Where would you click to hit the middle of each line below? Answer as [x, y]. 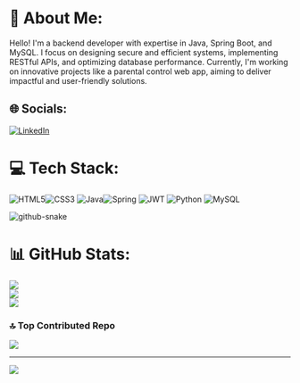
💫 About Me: [56, 18]
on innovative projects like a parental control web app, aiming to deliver [141, 71]
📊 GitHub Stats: [70, 254]
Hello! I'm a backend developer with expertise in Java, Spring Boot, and [141, 43]
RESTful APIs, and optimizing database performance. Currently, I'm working [149, 62]
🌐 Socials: [38, 109]
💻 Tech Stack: [64, 168]
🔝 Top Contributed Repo [62, 325]
